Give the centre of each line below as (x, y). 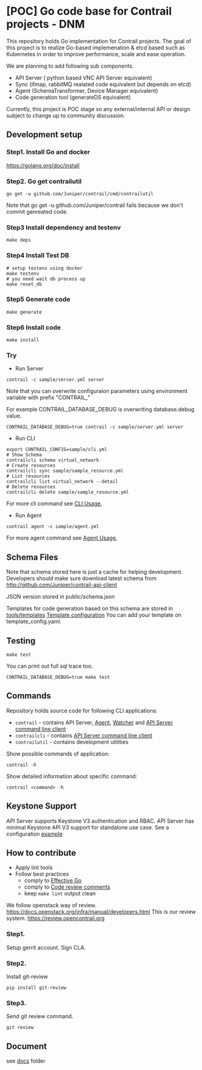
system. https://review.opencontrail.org (56, 918)
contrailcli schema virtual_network (53, 460)
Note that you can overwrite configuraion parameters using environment (97, 391)
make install (23, 340)
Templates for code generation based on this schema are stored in (90, 609)
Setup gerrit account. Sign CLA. (46, 947)
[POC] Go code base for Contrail (89, 11)
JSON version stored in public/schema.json (61, 597)
